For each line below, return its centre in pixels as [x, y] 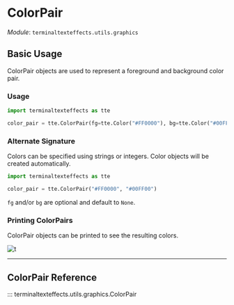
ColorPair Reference [52, 277]
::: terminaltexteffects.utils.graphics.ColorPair [72, 294]
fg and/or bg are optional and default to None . [71, 202]
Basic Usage [35, 54]
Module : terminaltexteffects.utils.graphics [73, 32]
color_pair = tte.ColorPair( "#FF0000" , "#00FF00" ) [82, 189]
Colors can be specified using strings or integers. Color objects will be [108, 156]
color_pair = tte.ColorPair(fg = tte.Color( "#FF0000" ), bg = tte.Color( [109, 123]
